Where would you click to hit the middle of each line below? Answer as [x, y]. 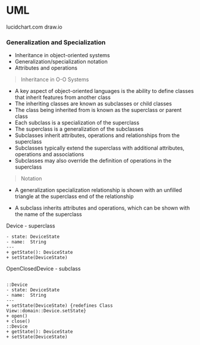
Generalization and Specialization [56, 42]
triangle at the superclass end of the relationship [74, 197]
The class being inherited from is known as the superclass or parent [98, 110]
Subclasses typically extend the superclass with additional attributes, [99, 148]
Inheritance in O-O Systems [55, 80]
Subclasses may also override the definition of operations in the [93, 161]
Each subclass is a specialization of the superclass [77, 123]
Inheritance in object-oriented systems [62, 55]
